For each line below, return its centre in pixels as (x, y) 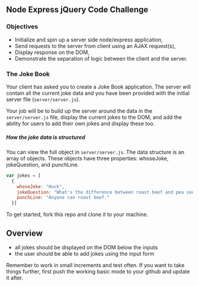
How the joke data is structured (46, 137)
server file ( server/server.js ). (43, 99)
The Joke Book (28, 74)
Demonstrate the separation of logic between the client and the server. (101, 58)
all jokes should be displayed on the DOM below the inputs (86, 247)
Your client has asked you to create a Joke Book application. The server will (99, 87)
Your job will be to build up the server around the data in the (79, 111)
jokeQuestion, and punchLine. (43, 164)
